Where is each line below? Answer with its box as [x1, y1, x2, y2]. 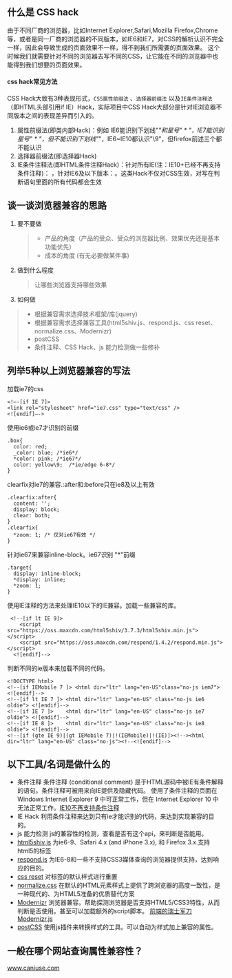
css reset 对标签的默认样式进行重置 [17, 873, 118, 881]
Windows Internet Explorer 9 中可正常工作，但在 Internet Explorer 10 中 [17, 795, 219, 804]
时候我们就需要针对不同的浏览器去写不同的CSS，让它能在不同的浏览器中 [7, 52, 213, 60]
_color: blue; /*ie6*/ [13, 449, 78, 456]
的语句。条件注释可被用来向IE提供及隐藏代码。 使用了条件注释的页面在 [17, 787, 218, 795]
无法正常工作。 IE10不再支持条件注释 [17, 804, 120, 812]
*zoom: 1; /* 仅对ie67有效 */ [13, 531, 96, 539]
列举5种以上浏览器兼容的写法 [7, 365, 131, 377]
